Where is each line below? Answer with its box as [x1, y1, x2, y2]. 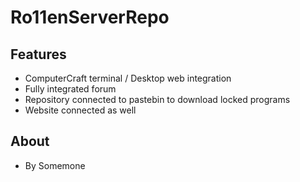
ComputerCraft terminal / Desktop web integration [24, 72, 232, 84]
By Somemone [24, 159, 86, 171]
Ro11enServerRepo [10, 6, 170, 29]
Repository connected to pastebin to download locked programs [24, 94, 291, 105]
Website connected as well [24, 104, 137, 116]
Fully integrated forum [24, 83, 117, 95]
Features [10, 46, 67, 63]
